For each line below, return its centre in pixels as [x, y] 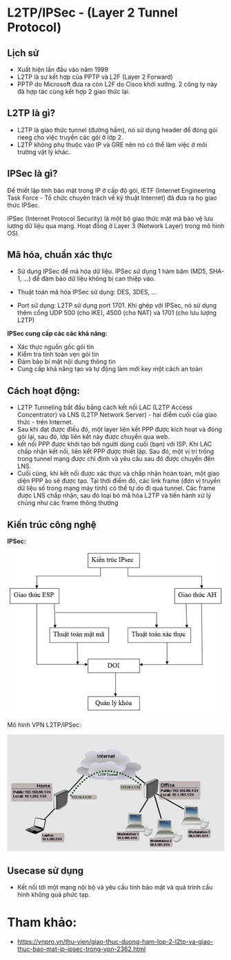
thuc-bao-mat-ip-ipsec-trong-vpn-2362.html [81, 949]
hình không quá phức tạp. [54, 895]
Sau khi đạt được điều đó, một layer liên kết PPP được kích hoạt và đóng [120, 429]
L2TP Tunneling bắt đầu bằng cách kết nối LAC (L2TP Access [105, 407]
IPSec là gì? [32, 174]
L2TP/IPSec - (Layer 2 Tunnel [92, 13]
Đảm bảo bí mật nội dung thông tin [66, 361]
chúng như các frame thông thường [68, 503]
